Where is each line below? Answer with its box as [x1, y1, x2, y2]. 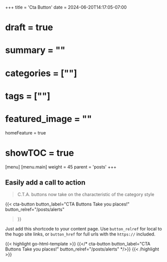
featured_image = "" [5, 113, 92, 124]
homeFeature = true [5, 129, 46, 135]
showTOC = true [5, 147, 74, 158]
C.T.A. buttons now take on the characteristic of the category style [17, 191, 155, 197]
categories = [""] [5, 67, 77, 79]
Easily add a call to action [5, 178, 86, 187]
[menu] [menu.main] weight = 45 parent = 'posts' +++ [5, 163, 117, 169]
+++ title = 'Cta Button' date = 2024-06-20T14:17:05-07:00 [5, 4, 127, 10]
